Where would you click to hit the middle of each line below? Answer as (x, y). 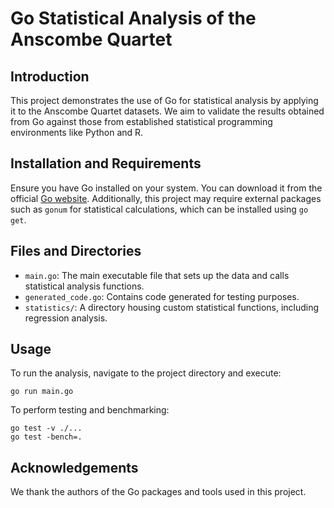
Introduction (50, 76)
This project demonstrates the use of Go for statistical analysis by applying (164, 100)
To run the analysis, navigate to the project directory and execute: (146, 373)
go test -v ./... (46, 428)
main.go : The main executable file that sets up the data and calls (157, 275)
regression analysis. (66, 318)
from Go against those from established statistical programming (141, 121)
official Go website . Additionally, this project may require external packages (166, 198)
